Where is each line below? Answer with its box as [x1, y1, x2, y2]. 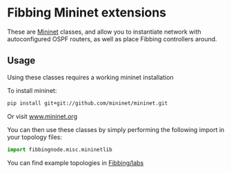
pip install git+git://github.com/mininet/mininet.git [7, 100, 168, 107]
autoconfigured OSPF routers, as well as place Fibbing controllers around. [7, 34, 217, 43]
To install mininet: [7, 86, 57, 94]
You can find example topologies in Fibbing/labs [7, 158, 144, 166]
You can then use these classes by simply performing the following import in [7, 125, 225, 133]
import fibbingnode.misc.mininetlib [7, 146, 112, 153]
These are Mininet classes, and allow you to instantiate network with [7, 28, 201, 36]
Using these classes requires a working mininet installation [7, 73, 174, 81]
